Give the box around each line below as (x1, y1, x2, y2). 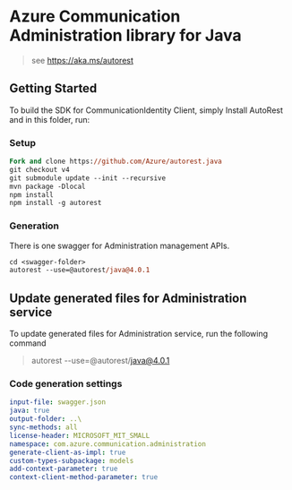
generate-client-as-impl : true (9, 448, 126, 457)
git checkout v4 (9, 165, 70, 174)
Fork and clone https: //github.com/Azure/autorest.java (9, 157, 222, 167)
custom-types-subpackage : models (9, 456, 134, 465)
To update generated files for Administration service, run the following (9, 329, 269, 340)
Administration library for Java (9, 25, 242, 46)
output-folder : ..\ (9, 415, 82, 424)
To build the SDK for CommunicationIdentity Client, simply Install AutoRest (9, 105, 284, 116)
